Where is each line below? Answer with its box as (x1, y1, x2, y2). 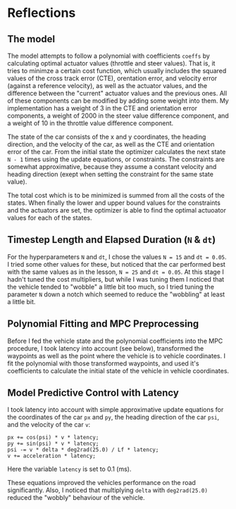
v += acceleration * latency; (7, 453, 97, 460)
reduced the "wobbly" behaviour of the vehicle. (7, 494, 146, 502)
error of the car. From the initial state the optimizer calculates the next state (7, 148, 226, 156)
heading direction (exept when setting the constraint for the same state (7, 170, 213, 178)
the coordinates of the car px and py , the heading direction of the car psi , (7, 413, 220, 422)
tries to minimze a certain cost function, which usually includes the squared (7, 67, 227, 75)
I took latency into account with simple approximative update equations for (7, 406, 224, 414)
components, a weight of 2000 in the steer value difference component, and (7, 111, 229, 120)
